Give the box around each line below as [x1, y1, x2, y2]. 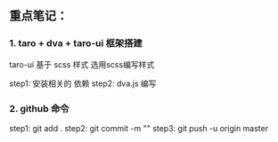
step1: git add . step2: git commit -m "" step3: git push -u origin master [9, 122, 269, 133]
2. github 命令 [9, 102, 69, 114]
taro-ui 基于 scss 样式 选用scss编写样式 [9, 59, 155, 69]
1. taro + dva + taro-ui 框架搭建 [9, 37, 143, 50]
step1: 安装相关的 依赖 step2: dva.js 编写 [9, 78, 157, 89]
